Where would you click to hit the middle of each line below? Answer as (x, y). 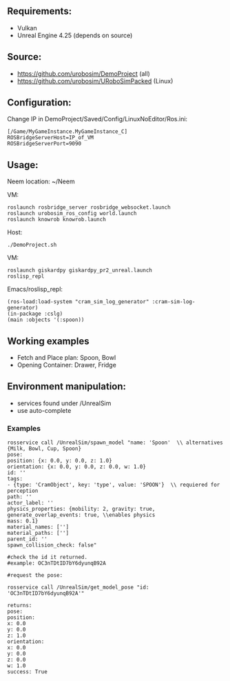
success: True (28, 672)
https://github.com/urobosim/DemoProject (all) (83, 73)
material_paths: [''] (38, 533)
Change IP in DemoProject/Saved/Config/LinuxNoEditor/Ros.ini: (97, 119)
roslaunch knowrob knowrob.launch (57, 220)
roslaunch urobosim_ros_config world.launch (72, 214)
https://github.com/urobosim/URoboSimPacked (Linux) (95, 81)
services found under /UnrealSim (64, 403)
